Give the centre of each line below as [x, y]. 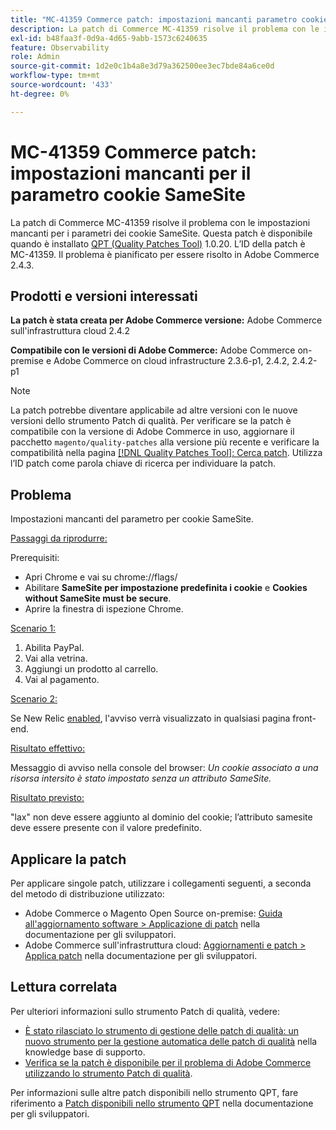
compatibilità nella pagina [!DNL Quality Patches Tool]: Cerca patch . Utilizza [166, 453]
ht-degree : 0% [40, 94]
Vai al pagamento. [62, 680]
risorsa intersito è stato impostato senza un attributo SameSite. [141, 778]
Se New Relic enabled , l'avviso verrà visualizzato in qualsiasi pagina [150, 718]
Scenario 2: [34, 699]
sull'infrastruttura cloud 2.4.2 [70, 331]
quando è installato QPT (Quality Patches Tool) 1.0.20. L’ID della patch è [158, 243]
